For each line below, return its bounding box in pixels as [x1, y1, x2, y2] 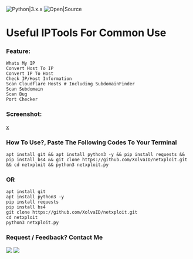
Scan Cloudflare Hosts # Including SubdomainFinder [6, 81, 135, 87]
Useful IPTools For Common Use [6, 26, 167, 39]
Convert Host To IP [6, 65, 54, 72]
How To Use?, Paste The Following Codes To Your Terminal [6, 138, 177, 147]
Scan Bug [6, 91, 28, 97]
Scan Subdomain [6, 86, 43, 92]
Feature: [6, 47, 31, 55]
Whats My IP [6, 61, 35, 67]
